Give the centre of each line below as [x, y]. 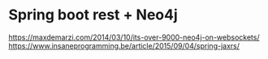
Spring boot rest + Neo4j [93, 15]
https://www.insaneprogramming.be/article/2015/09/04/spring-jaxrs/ [124, 45]
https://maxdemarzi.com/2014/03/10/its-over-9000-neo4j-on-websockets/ [134, 37]
